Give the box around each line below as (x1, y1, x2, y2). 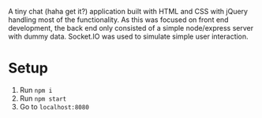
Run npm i (19, 85, 53, 94)
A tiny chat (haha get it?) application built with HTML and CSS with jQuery (8, 7, 249, 16)
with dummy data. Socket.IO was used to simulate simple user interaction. (8, 31, 249, 41)
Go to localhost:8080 (19, 101, 89, 111)
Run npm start (19, 94, 67, 103)
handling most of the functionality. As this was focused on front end (8, 15, 229, 24)
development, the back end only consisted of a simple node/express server (8, 24, 254, 32)
